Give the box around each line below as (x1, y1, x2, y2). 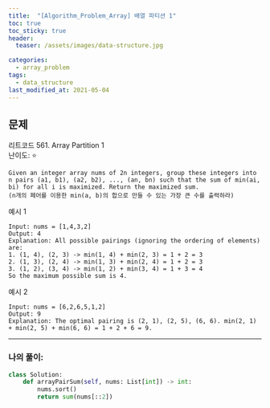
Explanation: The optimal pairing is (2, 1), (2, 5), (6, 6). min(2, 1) (8, 317, 257, 325)
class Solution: (8, 370, 63, 378)
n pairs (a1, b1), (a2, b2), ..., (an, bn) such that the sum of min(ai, (8, 176, 261, 185)
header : (8, 34, 35, 43)
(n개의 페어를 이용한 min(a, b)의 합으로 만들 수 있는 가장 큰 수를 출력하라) (8, 192, 235, 200)
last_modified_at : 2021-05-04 (8, 86, 110, 94)
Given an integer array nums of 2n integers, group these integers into (8, 169, 257, 177)
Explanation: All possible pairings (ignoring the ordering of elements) (8, 237, 261, 245)
